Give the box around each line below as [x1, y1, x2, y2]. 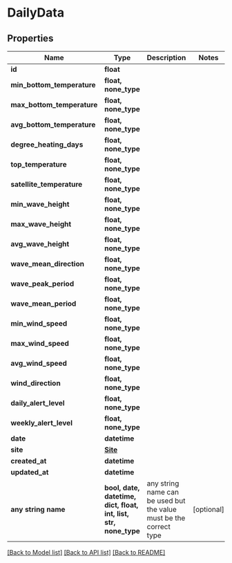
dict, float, [104, 500, 139, 510]
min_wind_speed [10, 319, 68, 328]
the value [146, 505, 177, 514]
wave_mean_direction [10, 259, 85, 268]
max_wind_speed [10, 339, 69, 348]
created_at [10, 456, 47, 465]
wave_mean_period [10, 299, 77, 308]
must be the [146, 513, 186, 523]
